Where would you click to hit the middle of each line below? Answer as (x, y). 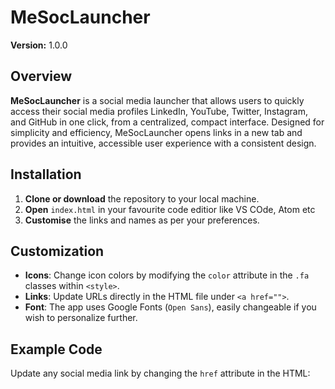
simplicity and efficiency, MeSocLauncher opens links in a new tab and (156, 132)
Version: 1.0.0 (39, 45)
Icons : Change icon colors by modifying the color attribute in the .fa (167, 275)
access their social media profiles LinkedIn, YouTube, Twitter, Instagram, (159, 111)
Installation (46, 174)
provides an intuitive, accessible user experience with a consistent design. (163, 143)
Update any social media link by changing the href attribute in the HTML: (160, 373)
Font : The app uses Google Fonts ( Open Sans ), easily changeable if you (170, 307)
